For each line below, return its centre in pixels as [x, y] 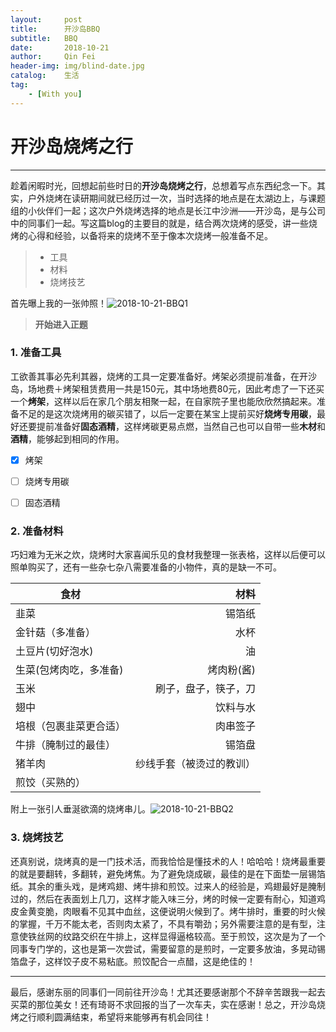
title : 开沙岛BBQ [55, 29]
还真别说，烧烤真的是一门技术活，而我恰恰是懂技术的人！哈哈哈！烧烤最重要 [168, 861]
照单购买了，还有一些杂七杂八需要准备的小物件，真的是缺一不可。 [146, 567]
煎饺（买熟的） [51, 783]
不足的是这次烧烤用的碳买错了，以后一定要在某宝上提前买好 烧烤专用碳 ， [167, 413]
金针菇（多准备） [56, 633]
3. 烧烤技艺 [37, 838]
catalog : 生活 [45, 76]
